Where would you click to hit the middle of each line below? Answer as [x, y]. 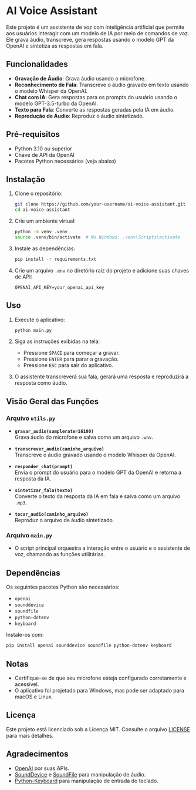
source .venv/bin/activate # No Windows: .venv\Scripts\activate [97, 237]
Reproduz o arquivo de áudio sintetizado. [64, 520]
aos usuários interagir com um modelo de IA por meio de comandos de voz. [98, 33]
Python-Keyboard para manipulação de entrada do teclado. [86, 781]
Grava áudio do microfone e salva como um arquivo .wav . [84, 437]
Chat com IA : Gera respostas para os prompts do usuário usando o [96, 97]
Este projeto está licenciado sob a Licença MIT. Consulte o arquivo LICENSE [98, 729]
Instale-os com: [25, 635]
